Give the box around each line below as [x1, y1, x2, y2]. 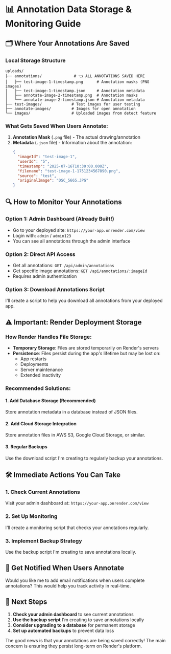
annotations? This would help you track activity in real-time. [5, 582, 131, 588]
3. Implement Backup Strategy [5, 537, 82, 544]
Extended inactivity [20, 372, 61, 378]
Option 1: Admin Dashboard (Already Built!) [5, 215, 114, 223]
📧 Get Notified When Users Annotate [5, 563, 124, 573]
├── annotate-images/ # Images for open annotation [5, 106, 136, 111]
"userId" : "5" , [17, 159, 50, 164]
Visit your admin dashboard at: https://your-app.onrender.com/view [5, 500, 149, 506]
